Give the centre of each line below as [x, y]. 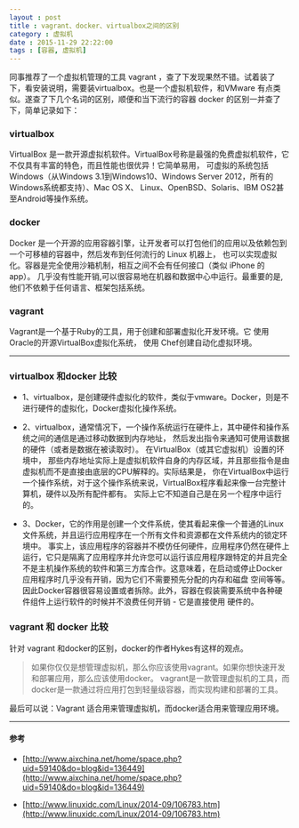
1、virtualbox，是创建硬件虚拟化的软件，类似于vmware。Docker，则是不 [155, 398]
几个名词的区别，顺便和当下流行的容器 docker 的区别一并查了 [168, 100]
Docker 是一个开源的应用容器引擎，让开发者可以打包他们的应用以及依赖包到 [148, 243]
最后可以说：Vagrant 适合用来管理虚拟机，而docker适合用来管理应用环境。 [147, 708]
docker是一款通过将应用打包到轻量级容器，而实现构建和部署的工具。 [157, 689]
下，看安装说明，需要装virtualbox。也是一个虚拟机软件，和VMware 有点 [141, 88]
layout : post [36, 17]
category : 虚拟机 [41, 34]
